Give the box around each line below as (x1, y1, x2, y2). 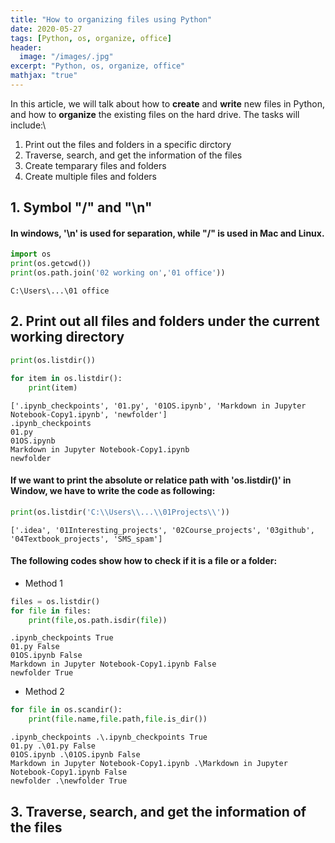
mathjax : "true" (10, 71, 78, 81)
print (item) (28, 382, 78, 393)
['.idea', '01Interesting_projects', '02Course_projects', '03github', (10, 525, 315, 535)
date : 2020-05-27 (10, 24, 83, 34)
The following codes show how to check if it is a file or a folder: (10, 555, 278, 567)
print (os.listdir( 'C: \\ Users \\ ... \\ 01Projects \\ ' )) (10, 507, 230, 517)
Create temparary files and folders (24, 159, 167, 171)
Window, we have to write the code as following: (10, 485, 216, 497)
